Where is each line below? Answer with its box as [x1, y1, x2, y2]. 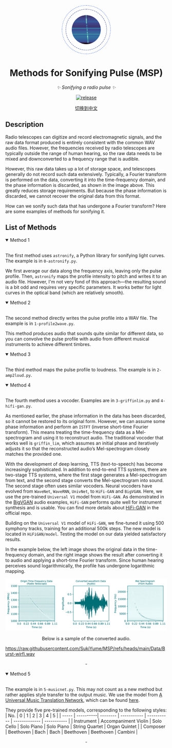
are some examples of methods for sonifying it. [5, 208, 105, 215]
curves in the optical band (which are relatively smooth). [5, 290, 125, 296]
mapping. [5, 568, 26, 574]
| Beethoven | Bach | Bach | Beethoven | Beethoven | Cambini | [5, 728, 138, 735]
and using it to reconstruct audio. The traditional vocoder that [33, 434, 164, 440]
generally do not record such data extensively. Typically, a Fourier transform [5, 171, 167, 177]
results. [5, 536, 22, 542]
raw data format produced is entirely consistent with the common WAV [5, 139, 155, 145]
